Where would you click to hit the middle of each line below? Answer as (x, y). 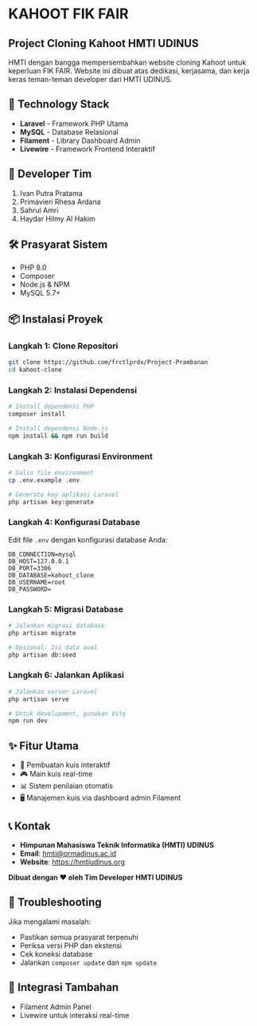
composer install (37, 414)
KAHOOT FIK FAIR (68, 14)
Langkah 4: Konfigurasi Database (74, 523)
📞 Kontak (29, 826)
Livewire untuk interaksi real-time (74, 1015)
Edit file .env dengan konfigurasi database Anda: (88, 539)
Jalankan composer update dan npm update (88, 962)
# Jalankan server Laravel (53, 691)
